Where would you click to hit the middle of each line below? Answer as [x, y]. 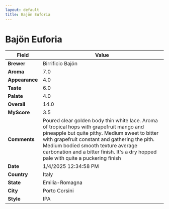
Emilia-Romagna [63, 182]
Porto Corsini [58, 191]
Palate [16, 96]
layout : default [22, 10]
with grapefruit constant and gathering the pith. [99, 139]
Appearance [23, 80]
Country [18, 174]
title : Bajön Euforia [28, 15]
